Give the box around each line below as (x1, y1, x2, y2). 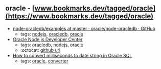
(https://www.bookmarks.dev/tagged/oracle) (5, 12, 154, 21)
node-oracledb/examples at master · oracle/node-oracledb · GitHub (12, 25, 156, 31)
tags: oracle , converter (20, 58, 68, 64)
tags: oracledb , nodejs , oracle (20, 42, 83, 48)
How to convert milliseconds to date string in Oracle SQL (12, 52, 132, 58)
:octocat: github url (20, 47, 61, 53)
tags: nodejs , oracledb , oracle (20, 30, 83, 37)
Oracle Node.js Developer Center (12, 36, 83, 42)
